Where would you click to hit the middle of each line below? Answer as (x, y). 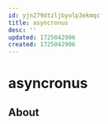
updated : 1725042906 (42, 37)
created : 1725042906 (42, 45)
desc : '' (22, 30)
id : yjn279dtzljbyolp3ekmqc (54, 15)
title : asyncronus (38, 23)
